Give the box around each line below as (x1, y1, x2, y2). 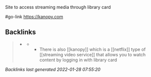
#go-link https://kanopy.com (5, 14, 63, 19)
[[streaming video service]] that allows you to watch (39, 51, 146, 57)
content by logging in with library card (39, 57, 117, 63)
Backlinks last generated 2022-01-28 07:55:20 (5, 66, 101, 72)
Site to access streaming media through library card (5, 4, 111, 10)
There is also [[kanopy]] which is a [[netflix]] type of (39, 46, 146, 52)
